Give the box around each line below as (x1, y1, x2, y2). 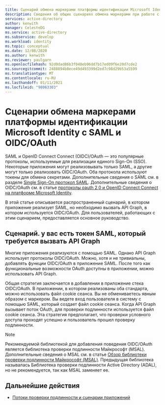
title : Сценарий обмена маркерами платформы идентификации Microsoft (5, 7, 151, 12)
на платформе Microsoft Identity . (5, 190, 73, 196)
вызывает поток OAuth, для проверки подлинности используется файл (5, 306, 154, 312)
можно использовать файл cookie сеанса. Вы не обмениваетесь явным (5, 291, 156, 297)
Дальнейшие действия (5, 381, 80, 390)
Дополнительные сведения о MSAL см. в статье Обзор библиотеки (5, 351, 147, 357)
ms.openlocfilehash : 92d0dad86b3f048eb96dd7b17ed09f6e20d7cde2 (5, 62, 137, 67)
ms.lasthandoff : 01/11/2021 (5, 80, 63, 85)
